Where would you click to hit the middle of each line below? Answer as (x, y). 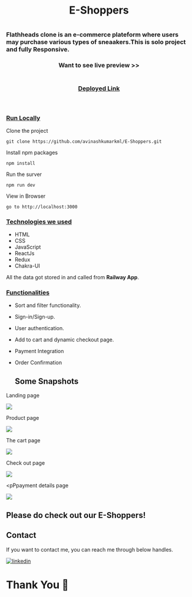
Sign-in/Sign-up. (35, 317)
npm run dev (21, 185)
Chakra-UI (27, 266)
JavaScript (28, 247)
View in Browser (26, 196)
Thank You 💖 (37, 585)
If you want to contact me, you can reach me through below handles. (90, 549)
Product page (23, 418)
